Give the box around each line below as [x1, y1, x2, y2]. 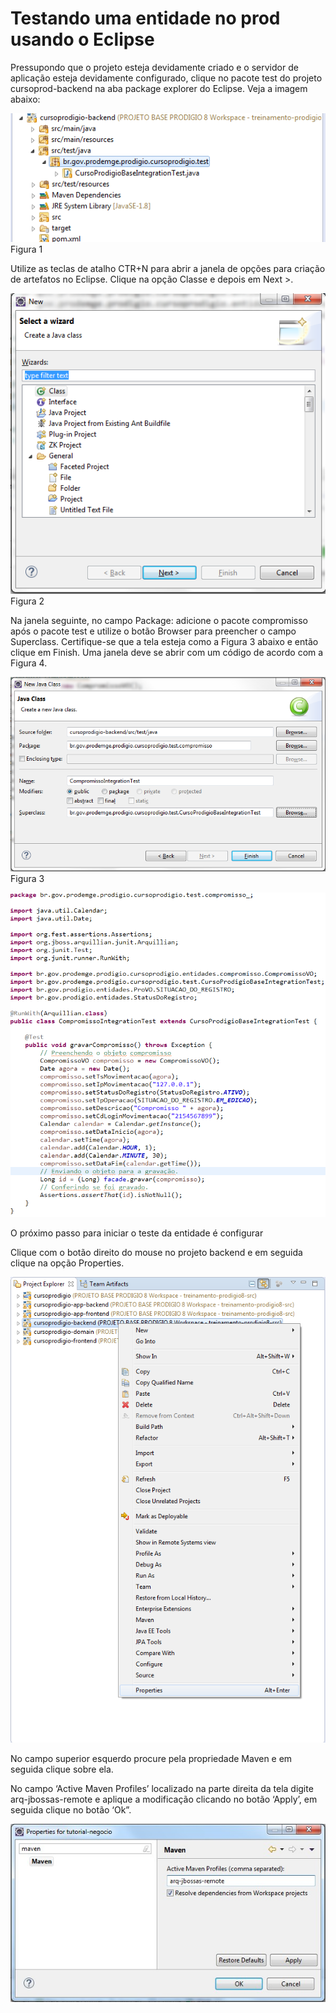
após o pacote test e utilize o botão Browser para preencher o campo [10, 625, 297, 637]
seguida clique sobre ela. [10, 1763, 114, 1776]
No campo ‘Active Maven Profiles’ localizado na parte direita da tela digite [10, 1783, 314, 1795]
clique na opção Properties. [10, 1257, 125, 1269]
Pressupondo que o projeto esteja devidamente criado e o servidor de [10, 61, 299, 73]
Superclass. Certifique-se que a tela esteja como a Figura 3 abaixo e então [10, 635, 319, 647]
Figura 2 [10, 595, 45, 607]
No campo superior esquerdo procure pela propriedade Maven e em [10, 1753, 293, 1765]
